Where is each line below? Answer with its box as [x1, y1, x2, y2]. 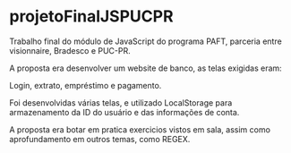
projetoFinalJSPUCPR [9, 6, 174, 27]
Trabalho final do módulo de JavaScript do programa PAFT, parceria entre [9, 36, 282, 47]
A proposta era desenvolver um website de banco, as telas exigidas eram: [9, 63, 282, 73]
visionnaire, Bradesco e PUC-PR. [9, 45, 132, 55]
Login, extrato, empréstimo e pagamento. [9, 80, 162, 90]
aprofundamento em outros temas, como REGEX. [9, 133, 191, 144]
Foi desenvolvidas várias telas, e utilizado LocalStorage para [9, 97, 233, 108]
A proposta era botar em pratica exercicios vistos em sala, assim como [9, 123, 271, 135]
